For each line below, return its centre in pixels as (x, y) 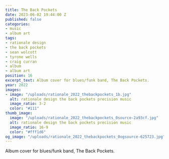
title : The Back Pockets (31, 10)
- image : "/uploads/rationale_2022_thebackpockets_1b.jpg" (68, 94)
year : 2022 (17, 85)
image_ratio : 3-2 (28, 104)
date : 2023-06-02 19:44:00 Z (36, 15)
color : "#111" (24, 109)
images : (13, 90)
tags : (11, 38)
